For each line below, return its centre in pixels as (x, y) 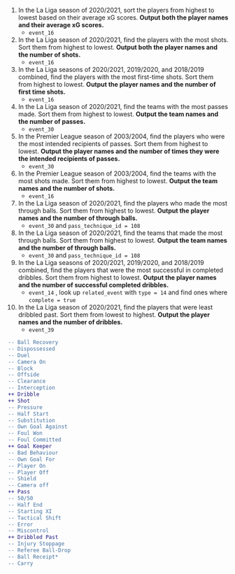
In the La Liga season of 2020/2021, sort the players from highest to (116, 10)
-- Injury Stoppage (36, 544)
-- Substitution (31, 420)
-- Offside (24, 375)
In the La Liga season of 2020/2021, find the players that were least (115, 307)
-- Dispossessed (31, 349)
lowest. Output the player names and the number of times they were (119, 151)
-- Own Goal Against (38, 427)
